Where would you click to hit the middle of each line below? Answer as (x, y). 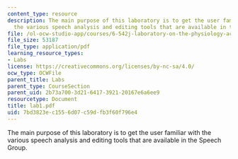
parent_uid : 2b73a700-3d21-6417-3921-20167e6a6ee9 (84, 93)
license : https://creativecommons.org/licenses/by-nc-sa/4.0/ (101, 66)
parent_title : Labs (36, 79)
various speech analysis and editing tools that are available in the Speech (114, 140)
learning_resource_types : (45, 54)
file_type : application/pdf (49, 47)
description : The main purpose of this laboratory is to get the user (114, 20)
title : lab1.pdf (31, 106)
